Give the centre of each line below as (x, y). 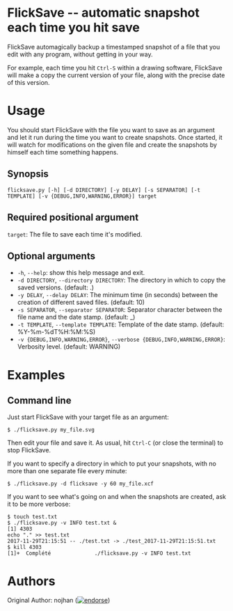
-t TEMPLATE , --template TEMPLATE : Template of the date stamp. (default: (121, 324)
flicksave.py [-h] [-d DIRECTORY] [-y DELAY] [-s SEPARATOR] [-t (104, 190)
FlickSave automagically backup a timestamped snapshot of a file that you (114, 47)
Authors (31, 581)
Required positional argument (73, 217)
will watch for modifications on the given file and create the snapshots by (112, 145)
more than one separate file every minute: (67, 471)
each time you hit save (74, 27)
